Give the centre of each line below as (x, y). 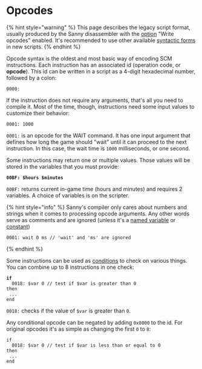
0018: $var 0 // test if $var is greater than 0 (74, 283)
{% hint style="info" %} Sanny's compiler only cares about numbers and (97, 207)
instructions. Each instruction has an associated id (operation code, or (93, 65)
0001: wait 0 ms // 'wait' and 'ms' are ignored (69, 237)
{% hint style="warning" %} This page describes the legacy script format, (98, 27)
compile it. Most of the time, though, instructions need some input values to (100, 106)
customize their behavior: (38, 113)
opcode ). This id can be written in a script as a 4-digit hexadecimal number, (101, 71)
